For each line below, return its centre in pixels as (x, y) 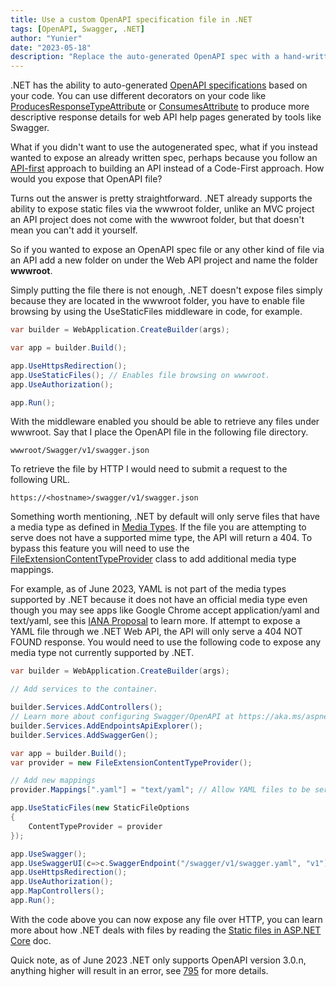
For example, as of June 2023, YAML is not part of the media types (148, 589)
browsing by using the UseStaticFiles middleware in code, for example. (156, 312)
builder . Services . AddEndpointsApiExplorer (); (106, 726)
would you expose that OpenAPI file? (86, 179)
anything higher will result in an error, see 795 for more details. (139, 970)
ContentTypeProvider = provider (95, 826)
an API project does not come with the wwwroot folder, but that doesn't (157, 220)
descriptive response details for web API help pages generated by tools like (166, 117)
